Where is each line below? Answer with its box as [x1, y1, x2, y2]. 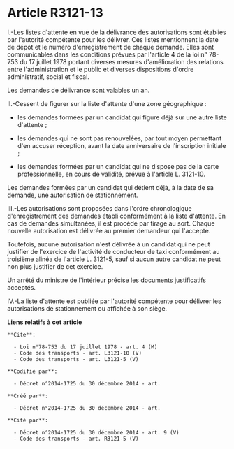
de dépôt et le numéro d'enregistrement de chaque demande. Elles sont [7, 43, 214, 51]
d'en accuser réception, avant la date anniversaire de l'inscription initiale [17, 141, 226, 149]
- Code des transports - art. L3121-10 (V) [13, 349, 142, 357]
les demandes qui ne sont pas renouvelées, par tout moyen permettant [17, 134, 222, 142]
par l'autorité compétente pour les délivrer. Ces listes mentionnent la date [7, 35, 219, 43]
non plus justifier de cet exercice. [7, 262, 103, 270]
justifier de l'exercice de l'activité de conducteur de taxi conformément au [7, 247, 220, 256]
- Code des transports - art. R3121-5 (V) [13, 435, 139, 442]
